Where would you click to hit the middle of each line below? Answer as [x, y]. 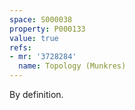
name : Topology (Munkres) [72, 66]
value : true [34, 38]
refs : [20, 47]
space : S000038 [41, 19]
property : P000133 [47, 29]
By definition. [36, 94]
